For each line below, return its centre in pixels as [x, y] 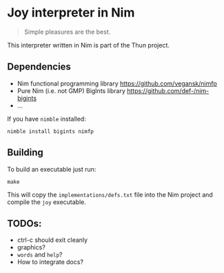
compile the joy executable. [47, 202]
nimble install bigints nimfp [51, 131]
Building [25, 153]
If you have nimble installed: [47, 119]
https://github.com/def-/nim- [168, 90]
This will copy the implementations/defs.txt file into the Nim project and [110, 194]
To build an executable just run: [52, 169]
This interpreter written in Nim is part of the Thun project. [89, 45]
